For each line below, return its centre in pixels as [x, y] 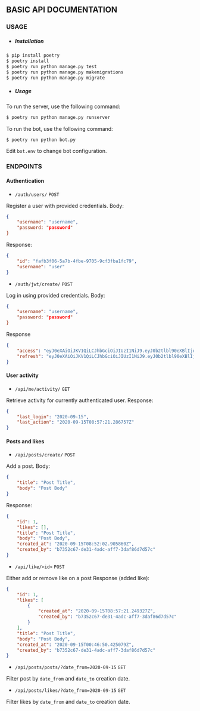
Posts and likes [25, 441]
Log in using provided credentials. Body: [56, 295]
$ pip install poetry [33, 56]
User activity [22, 375]
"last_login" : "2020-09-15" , [53, 417]
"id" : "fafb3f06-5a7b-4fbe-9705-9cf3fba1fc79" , [77, 261]
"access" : [29, 351]
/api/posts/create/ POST [45, 455]
